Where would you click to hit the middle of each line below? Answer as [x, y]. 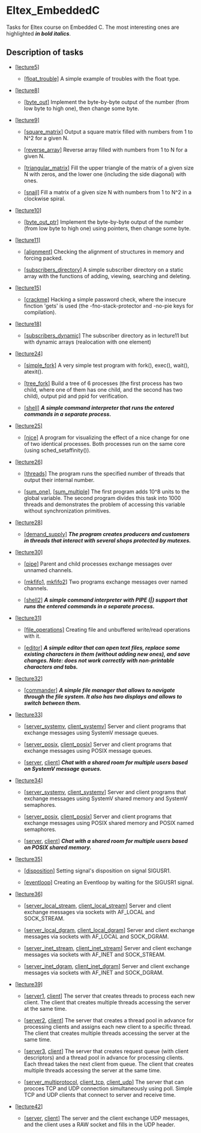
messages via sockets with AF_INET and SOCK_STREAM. [95, 954]
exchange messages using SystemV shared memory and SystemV [106, 798]
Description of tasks [45, 53]
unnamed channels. [48, 570]
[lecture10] [28, 210]
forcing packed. [43, 258]
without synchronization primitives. [67, 511]
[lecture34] [29, 780]
